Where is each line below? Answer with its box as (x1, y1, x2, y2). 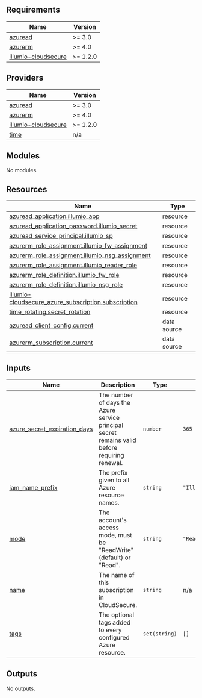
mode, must (99, 531, 132, 540)
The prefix (99, 469, 128, 477)
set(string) (143, 631, 177, 637)
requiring (99, 451, 124, 460)
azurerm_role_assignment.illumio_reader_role (9, 261, 137, 270)
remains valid (99, 436, 136, 444)
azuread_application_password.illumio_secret (9, 222, 138, 231)
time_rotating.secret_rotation (9, 308, 91, 316)
